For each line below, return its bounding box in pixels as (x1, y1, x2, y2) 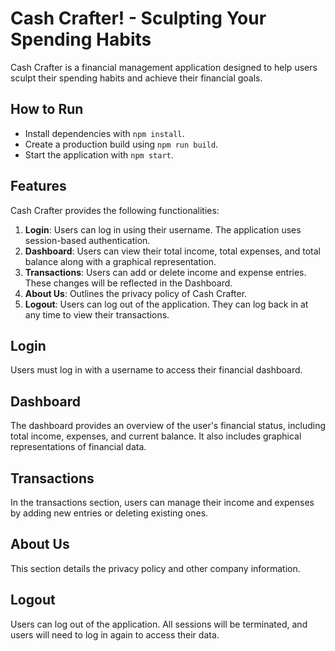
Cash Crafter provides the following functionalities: (10, 204, 220, 216)
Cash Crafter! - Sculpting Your (10, 7, 267, 30)
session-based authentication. (24, 234, 151, 246)
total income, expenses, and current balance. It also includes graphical (10, 430, 302, 442)
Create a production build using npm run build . (24, 138, 219, 150)
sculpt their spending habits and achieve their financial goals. (10, 72, 263, 84)
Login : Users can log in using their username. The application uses (24, 223, 302, 236)
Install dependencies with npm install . (24, 127, 185, 139)
